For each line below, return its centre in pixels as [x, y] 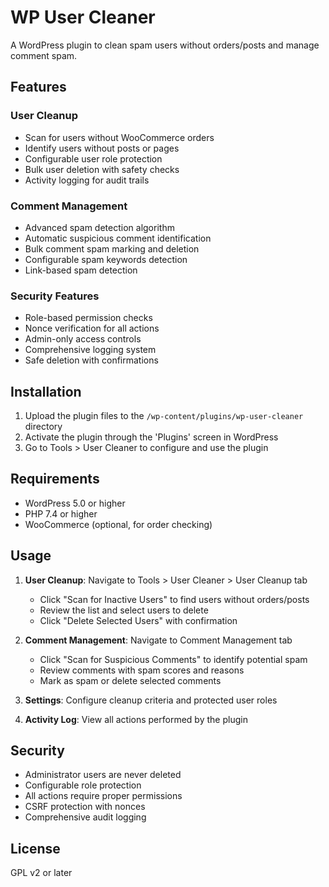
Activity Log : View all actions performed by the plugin [136, 719]
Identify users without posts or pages [102, 148]
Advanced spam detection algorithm [99, 227]
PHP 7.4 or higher [61, 513]
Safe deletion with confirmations [91, 360]
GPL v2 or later [41, 873]
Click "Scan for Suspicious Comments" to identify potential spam [173, 659]
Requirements [55, 479]
